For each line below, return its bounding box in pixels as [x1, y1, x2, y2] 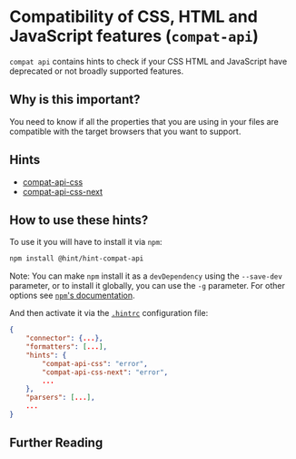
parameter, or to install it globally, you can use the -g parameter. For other [9, 280, 286, 291]
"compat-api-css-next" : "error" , [42, 367, 169, 377]
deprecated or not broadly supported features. [9, 66, 184, 76]
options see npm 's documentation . [9, 290, 135, 301]
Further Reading [9, 435, 104, 451]
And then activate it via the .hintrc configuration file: [9, 308, 209, 319]
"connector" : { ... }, [25, 334, 104, 343]
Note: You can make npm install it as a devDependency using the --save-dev [9, 270, 283, 281]
